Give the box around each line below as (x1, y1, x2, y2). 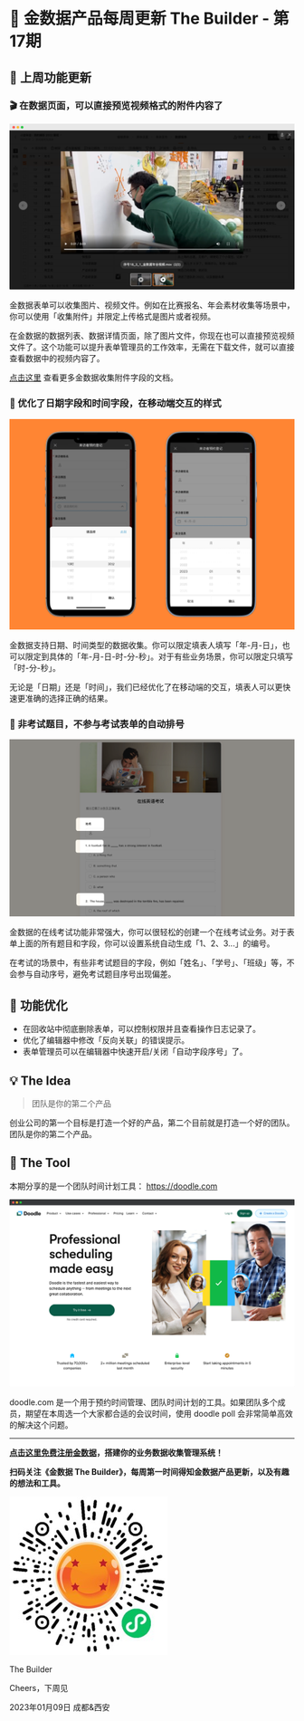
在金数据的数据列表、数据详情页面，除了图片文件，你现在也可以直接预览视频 (9, 330, 295, 341)
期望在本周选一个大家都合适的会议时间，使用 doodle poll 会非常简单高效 (24, 1409, 294, 1420)
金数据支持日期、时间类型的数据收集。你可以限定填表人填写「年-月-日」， (9, 639, 282, 650)
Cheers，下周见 (9, 1683, 69, 1694)
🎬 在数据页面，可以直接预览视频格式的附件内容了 (9, 99, 223, 111)
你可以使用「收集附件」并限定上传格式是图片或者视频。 (9, 311, 215, 322)
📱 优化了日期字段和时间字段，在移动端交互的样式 (9, 397, 222, 410)
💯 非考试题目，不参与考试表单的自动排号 (9, 717, 185, 730)
